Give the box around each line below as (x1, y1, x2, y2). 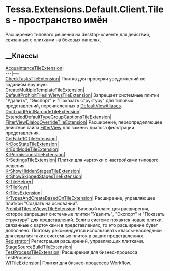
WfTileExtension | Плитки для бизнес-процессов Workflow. (5, 260, 131, 266)
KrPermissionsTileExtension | (5, 151, 65, 157)
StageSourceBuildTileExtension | (5, 243, 73, 250)
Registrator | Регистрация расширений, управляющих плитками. (5, 238, 144, 244)
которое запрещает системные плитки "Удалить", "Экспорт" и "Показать (5, 211, 165, 217)
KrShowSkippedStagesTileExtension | (5, 173, 83, 179)
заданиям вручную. (5, 81, 48, 87)
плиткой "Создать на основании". (5, 200, 79, 206)
